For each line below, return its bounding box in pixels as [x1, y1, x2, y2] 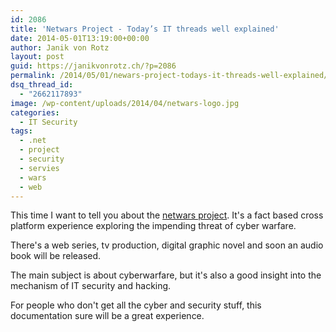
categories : [10, 107, 60, 118]
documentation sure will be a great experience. [10, 310, 205, 322]
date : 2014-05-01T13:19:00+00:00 [10, 33, 150, 43]
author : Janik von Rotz [10, 42, 110, 53]
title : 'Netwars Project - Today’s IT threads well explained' [10, 24, 280, 34]
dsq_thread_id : [10, 80, 74, 90]
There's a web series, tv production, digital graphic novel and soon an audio [10, 239, 324, 251]
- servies [19, 163, 60, 173]
